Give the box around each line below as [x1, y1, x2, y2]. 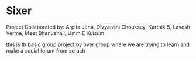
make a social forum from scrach [6, 47, 86, 54]
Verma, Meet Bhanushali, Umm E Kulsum [6, 29, 105, 36]
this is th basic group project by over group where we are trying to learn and [6, 41, 190, 48]
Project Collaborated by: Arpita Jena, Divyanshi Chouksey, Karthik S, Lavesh [6, 23, 191, 30]
